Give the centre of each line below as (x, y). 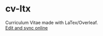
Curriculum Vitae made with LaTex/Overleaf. (52, 22)
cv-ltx (18, 9)
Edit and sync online (27, 27)
